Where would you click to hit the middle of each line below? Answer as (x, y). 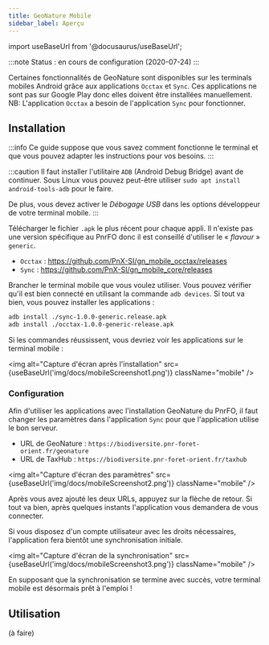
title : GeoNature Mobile (50, 16)
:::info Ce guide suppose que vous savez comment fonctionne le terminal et (133, 148)
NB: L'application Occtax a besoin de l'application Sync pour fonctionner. (127, 103)
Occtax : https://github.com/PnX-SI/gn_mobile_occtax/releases (123, 261)
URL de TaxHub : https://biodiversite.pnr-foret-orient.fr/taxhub (133, 459)
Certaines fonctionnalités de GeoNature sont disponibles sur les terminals (130, 77)
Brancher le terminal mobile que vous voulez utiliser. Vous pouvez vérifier (130, 286)
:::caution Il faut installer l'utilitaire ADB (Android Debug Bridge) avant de (126, 172)
